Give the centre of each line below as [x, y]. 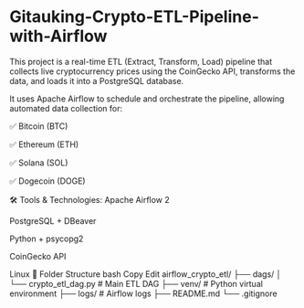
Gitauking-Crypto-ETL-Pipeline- [135, 17]
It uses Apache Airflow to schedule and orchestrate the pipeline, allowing [147, 99]
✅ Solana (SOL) [39, 163]
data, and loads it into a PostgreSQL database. [97, 80]
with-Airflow [58, 36]
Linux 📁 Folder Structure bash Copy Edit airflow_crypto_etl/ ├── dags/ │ [146, 274]
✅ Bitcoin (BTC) [39, 126]
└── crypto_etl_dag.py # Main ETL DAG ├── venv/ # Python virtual [136, 283]
